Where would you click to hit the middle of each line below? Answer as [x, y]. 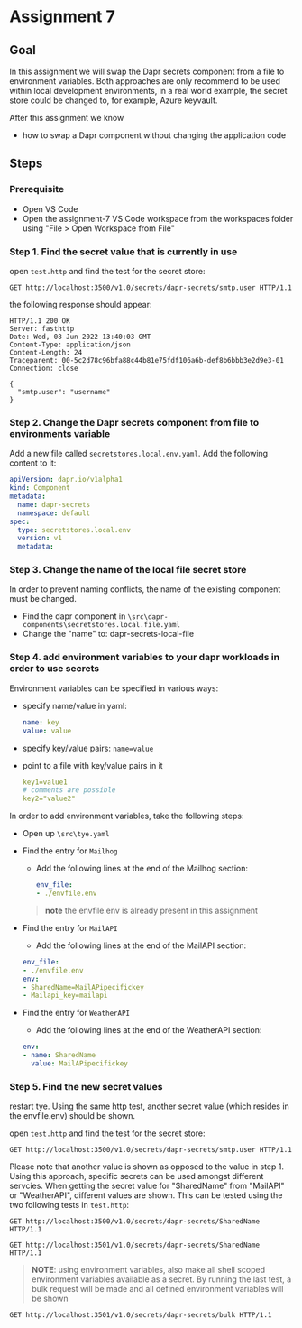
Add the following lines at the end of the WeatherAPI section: [149, 1030]
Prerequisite [37, 189]
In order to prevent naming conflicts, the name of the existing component [145, 589]
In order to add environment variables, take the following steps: [127, 816]
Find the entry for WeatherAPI [76, 1013]
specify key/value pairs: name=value [88, 748]
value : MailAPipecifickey [79, 1064]
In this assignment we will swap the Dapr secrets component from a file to [147, 71]
